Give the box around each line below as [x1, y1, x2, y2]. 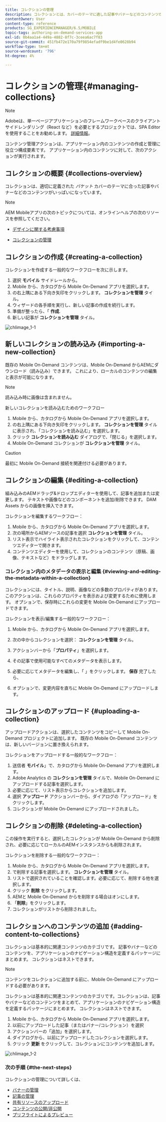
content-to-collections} [5, 930, 80, 939]
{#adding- [110, 922, 143, 930]
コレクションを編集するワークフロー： [5, 513, 83, 519]
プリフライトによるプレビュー [12, 1112, 73, 1118]
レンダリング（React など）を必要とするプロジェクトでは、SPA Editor [18, 124, 161, 130]
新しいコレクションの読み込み [5, 340, 96, 348]
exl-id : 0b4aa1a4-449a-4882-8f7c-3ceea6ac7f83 [5, 35, 103, 40]
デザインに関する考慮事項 [12, 226, 65, 232]
